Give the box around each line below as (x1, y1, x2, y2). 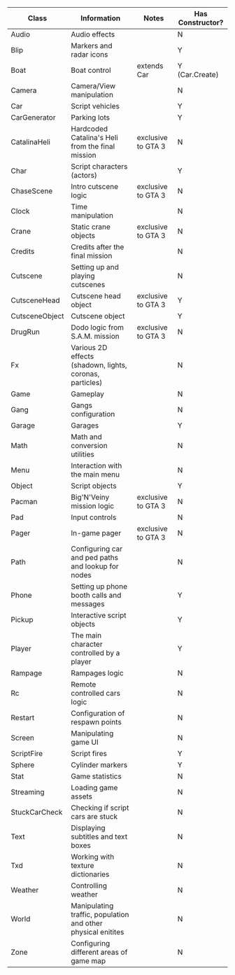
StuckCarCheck (10, 808, 63, 817)
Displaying (71, 823, 106, 832)
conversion (71, 441, 108, 450)
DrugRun (10, 327, 41, 337)
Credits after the (71, 242, 124, 251)
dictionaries (71, 869, 110, 879)
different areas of (71, 948, 128, 957)
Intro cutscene (71, 182, 119, 191)
